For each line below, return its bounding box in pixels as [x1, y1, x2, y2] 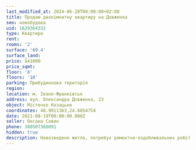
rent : [6, 36, 19, 42]
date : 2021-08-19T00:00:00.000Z [6, 113, 85, 119]
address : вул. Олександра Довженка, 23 [6, 96, 104, 102]
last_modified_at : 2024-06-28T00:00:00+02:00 [6, 8, 119, 15]
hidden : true [6, 129, 38, 136]
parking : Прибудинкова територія [6, 80, 88, 86]
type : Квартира [6, 31, 44, 37]
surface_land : [6, 53, 41, 58]
